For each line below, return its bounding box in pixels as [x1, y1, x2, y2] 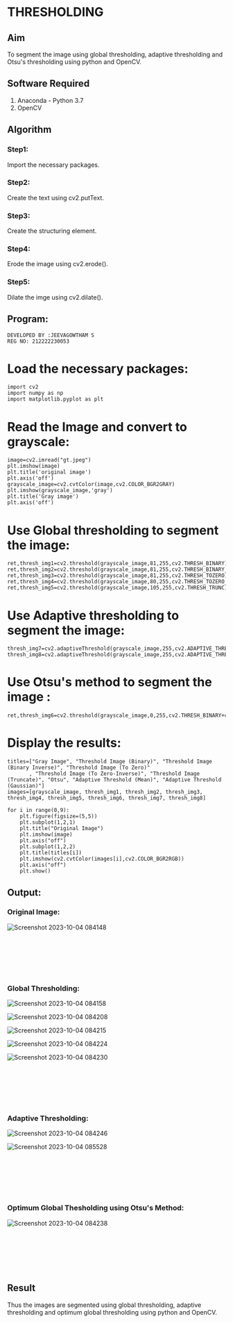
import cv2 [7, 384, 39, 391]
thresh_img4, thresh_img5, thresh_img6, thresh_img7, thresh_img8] [7, 795, 207, 802]
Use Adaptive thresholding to [7, 608, 179, 623]
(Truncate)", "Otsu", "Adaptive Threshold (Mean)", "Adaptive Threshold [7, 777, 222, 784]
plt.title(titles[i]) [19, 850, 82, 857]
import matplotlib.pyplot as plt [7, 396, 104, 403]
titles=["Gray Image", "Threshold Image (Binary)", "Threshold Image [7, 758, 213, 765]
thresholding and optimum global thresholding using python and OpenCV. [7, 1308, 217, 1316]
